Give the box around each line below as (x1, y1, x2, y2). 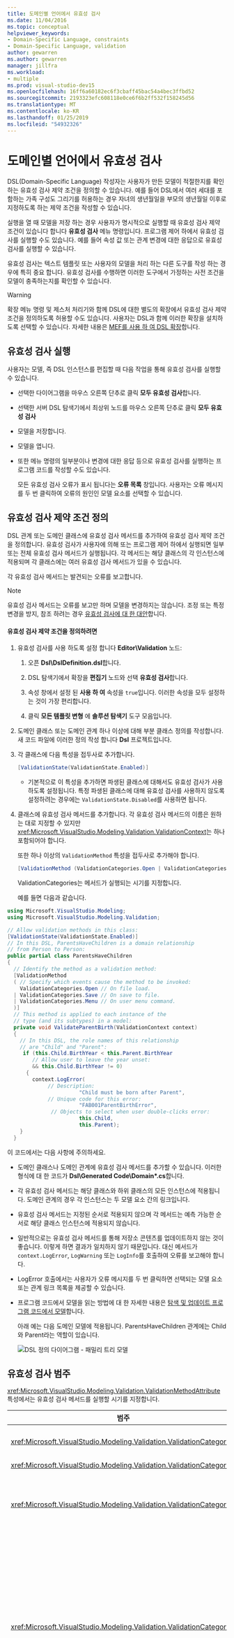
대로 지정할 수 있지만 (24, 819, 81, 827)
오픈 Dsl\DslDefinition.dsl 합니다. (27, 658, 121, 667)
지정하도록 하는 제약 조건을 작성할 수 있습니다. (7, 203, 132, 212)
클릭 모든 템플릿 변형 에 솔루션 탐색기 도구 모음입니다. (27, 712, 172, 720)
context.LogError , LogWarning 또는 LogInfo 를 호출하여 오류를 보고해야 (17, 1251, 212, 1259)
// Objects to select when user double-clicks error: (51, 1108, 210, 1115)
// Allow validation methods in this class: (7, 927, 139, 934)
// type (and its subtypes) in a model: (13, 1017, 132, 1024)
